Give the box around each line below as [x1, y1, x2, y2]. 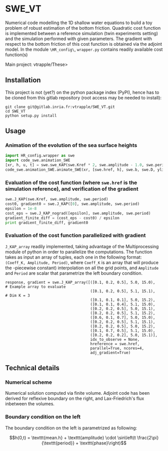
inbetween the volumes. [5, 401, 55, 407]
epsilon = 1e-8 [5, 206, 37, 211]
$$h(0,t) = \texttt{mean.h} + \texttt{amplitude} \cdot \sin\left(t [9, 434, 136, 440]
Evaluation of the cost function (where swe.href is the [5, 179, 137, 186]
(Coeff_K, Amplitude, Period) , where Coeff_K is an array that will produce [5, 259, 159, 265]
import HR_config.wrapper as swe [5, 153, 75, 158]
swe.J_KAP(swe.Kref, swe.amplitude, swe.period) [5, 197, 108, 202]
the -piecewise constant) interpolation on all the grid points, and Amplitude [5, 265, 159, 271]
